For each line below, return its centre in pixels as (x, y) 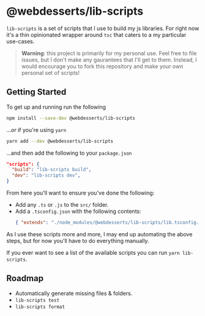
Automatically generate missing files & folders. (74, 293)
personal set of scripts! (50, 72)
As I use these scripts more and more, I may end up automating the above (99, 234)
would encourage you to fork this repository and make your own (102, 66)
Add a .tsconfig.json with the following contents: (78, 211)
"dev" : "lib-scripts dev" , (46, 175)
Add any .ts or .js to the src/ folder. (62, 205)
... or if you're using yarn (36, 129)
